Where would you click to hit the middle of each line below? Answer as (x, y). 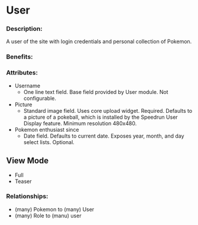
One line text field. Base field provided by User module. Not (96, 92)
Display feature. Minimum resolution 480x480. (80, 123)
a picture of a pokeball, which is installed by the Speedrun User (101, 117)
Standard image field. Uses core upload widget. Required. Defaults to (108, 110)
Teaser (23, 181)
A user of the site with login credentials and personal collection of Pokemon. (99, 41)
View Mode (27, 161)
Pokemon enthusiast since (47, 129)
